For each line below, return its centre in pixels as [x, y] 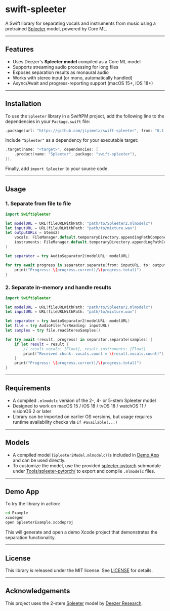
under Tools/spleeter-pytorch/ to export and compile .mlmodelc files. [84, 471]
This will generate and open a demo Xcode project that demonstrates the [81, 532]
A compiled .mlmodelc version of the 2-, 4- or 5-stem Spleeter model [84, 400]
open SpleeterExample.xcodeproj [39, 522]
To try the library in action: [33, 504]
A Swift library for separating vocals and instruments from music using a [80, 23]
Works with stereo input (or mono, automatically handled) [72, 77]
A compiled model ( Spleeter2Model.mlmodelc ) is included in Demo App [86, 455]
